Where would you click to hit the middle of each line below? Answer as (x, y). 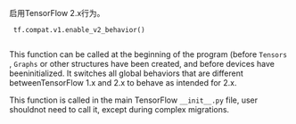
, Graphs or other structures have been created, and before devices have (142, 64)
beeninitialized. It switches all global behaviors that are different (126, 73)
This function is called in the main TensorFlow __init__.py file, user (134, 100)
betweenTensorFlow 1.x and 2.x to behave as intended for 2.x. (123, 83)
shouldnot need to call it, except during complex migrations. (119, 109)
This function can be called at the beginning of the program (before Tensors (148, 54)
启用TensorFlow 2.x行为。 (57, 13)
